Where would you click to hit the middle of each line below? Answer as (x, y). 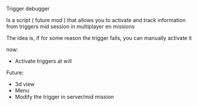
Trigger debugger (28, 9)
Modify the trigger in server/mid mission (64, 97)
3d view (25, 84)
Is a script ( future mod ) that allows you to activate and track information (96, 20)
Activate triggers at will (43, 61)
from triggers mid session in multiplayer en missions (71, 26)
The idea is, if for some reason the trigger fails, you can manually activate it (99, 38)
